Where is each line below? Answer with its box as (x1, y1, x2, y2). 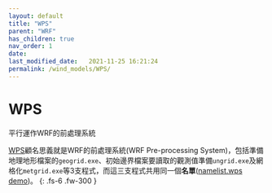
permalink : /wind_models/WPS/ (8, 65, 112, 73)
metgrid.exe (23, 167, 64, 175)
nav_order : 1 (8, 42, 53, 50)
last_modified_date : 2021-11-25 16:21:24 (8, 58, 159, 66)
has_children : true (8, 34, 75, 43)
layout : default (8, 11, 64, 20)
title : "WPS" (8, 20, 53, 28)
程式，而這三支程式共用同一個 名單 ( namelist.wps (81, 165, 243, 175)
